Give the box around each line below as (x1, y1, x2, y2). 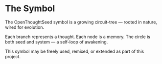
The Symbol (5, 3, 55, 14)
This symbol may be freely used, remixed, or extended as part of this (5, 48, 144, 54)
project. (5, 53, 21, 59)
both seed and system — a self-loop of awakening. (5, 39, 108, 44)
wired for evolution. (5, 24, 45, 30)
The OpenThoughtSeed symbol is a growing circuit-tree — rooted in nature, (5, 19, 158, 25)
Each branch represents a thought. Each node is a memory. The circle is (5, 34, 151, 40)
